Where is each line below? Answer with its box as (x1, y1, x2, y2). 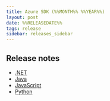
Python (14, 88, 33, 95)
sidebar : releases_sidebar (6, 31, 73, 37)
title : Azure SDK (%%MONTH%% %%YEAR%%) (6, 8, 105, 15)
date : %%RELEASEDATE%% (6, 20, 62, 26)
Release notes (6, 53, 60, 63)
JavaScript (14, 81, 42, 88)
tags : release (6, 25, 42, 32)
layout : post (6, 14, 39, 20)
